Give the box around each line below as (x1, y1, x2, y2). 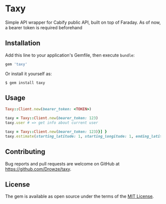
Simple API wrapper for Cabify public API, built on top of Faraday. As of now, (5, 19, 161, 25)
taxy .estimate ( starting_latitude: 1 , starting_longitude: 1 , (5, 134, 134, 139)
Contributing (5, 148, 45, 156)
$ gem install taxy (5, 80, 45, 85)
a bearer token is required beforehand (5, 24, 83, 30)
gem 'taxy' (5, 61, 28, 67)
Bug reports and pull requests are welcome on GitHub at (5, 160, 120, 166)
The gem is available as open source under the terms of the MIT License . (5, 194, 154, 200)
